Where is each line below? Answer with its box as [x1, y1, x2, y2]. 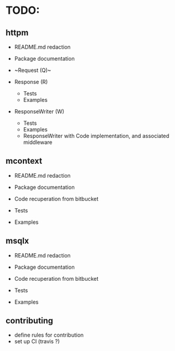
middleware [23, 139, 53, 146]
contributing [5, 316, 53, 326]
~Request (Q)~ [14, 67, 52, 74]
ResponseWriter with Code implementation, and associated [23, 133, 170, 139]
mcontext [5, 156, 43, 166]
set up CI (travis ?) [14, 338, 61, 345]
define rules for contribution [14, 331, 84, 339]
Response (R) [14, 79, 49, 85]
